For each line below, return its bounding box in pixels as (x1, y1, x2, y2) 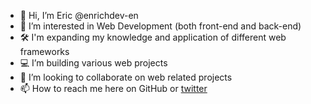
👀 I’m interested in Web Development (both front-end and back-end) (19, 20, 302, 32)
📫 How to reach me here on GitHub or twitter (19, 83, 208, 94)
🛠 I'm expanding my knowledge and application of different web (19, 31, 287, 43)
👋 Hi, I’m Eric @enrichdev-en (19, 10, 139, 21)
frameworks (19, 46, 70, 57)
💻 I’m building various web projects (19, 57, 168, 69)
